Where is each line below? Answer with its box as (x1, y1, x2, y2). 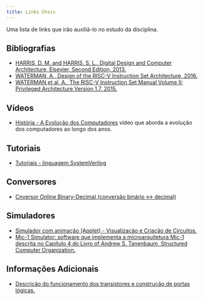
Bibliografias (6, 43, 56, 54)
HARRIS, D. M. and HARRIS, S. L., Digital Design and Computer (15, 59, 172, 67)
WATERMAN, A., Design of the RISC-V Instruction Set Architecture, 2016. (15, 72, 198, 80)
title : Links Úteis (6, 9, 56, 15)
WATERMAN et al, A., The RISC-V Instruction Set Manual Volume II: (15, 78, 183, 86)
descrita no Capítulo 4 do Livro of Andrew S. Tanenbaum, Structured (15, 240, 188, 247)
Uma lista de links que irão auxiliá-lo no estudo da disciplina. (6, 26, 158, 33)
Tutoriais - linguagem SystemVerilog (15, 159, 107, 167)
